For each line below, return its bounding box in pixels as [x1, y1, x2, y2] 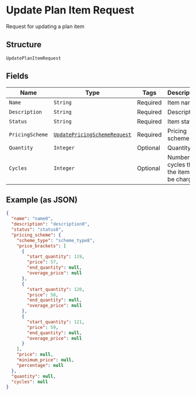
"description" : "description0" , [11, 221, 90, 227]
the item [167, 168, 190, 176]
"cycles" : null [11, 379, 48, 384]
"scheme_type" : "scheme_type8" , [16, 237, 95, 243]
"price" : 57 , [27, 259, 59, 265]
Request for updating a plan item [6, 23, 85, 30]
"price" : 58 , [27, 292, 59, 298]
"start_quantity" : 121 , [27, 319, 85, 325]
